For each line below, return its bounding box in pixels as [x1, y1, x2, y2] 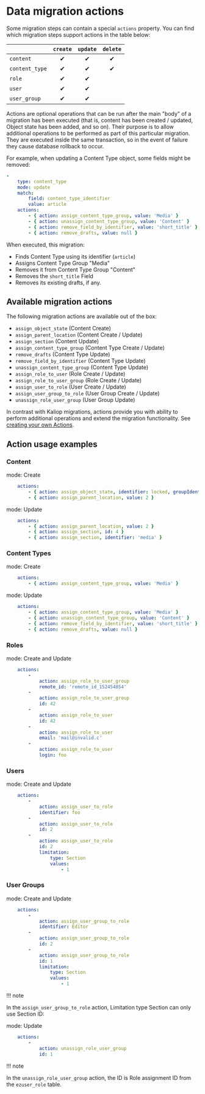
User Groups [6, 881, 45, 889]
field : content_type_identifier [28, 196, 111, 202]
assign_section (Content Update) [15, 338, 99, 345]
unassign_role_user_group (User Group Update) [15, 397, 135, 404]
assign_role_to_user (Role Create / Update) [15, 370, 126, 378]
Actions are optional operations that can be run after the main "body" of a [6, 110, 192, 117]
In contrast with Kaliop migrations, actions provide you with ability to [6, 408, 178, 416]
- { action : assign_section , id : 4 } [28, 529, 124, 535]
